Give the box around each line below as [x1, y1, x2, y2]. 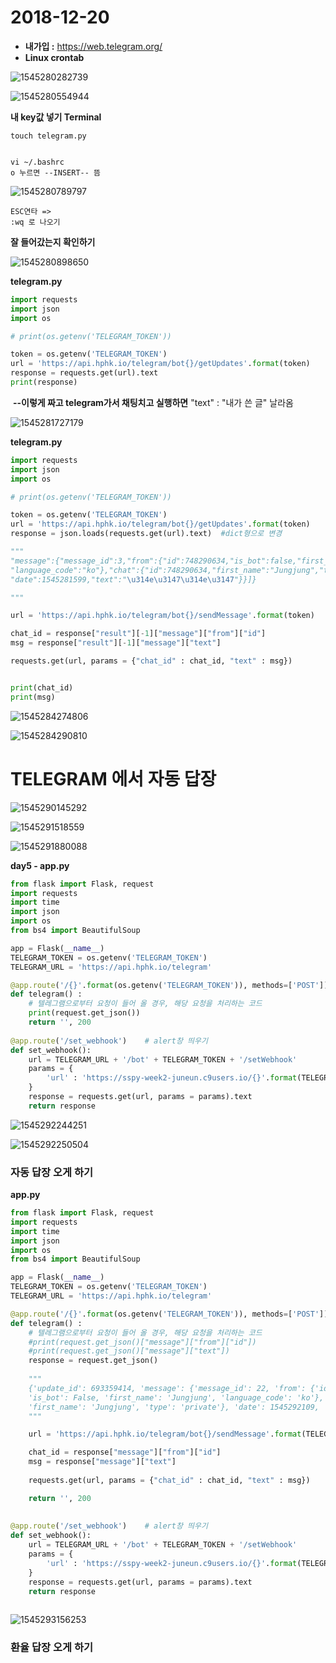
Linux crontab [24, 51, 85, 63]
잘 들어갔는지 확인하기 [10, 236, 96, 248]
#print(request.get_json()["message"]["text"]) [28, 1346, 230, 1356]
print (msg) [10, 692, 56, 702]
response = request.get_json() [28, 1356, 159, 1366]
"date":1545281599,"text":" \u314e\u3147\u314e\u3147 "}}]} [10, 574, 257, 585]
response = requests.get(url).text [10, 368, 159, 378]
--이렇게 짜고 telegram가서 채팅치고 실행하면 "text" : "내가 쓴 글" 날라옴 [12, 396, 294, 408]
